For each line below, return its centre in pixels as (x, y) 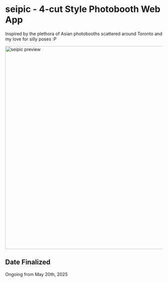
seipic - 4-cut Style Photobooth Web (83, 9)
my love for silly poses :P (31, 39)
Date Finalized (28, 262)
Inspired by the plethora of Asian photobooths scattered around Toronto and (84, 33)
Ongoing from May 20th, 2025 (36, 274)
